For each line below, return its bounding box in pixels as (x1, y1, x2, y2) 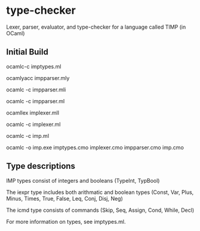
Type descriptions (6, 161, 76, 171)
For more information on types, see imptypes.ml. (6, 218, 126, 225)
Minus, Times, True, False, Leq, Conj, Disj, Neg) (6, 195, 124, 202)
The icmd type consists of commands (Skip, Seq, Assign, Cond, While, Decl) (6, 207, 195, 214)
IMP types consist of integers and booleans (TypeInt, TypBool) (6, 177, 160, 184)
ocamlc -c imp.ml (6, 132, 50, 139)
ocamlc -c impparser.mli (6, 86, 66, 93)
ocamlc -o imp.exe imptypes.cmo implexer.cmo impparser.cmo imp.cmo (6, 144, 184, 151)
